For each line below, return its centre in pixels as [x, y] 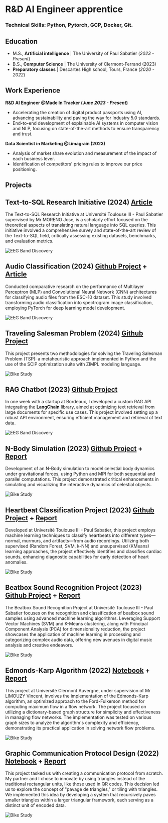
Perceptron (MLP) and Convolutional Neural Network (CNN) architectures [81, 292]
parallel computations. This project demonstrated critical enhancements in [82, 479]
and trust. [22, 134]
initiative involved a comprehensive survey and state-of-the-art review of [81, 230]
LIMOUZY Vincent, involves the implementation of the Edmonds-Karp [77, 696]
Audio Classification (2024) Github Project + [76, 267]
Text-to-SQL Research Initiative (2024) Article [79, 202]
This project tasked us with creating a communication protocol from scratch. [84, 773]
